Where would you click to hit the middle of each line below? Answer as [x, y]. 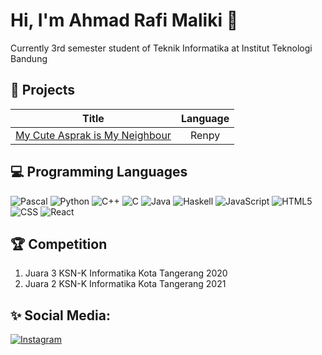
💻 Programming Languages [99, 172]
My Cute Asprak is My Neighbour [93, 135]
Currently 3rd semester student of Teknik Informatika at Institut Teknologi [161, 48]
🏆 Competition [59, 244]
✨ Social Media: [60, 315]
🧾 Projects [43, 90]
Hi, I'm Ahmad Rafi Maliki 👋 [124, 20]
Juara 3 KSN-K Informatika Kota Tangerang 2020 [126, 273]
